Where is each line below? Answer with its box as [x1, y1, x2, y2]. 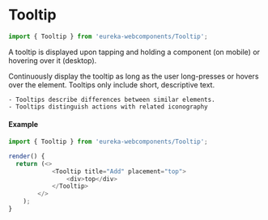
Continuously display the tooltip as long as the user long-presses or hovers [8, 71, 259, 81]
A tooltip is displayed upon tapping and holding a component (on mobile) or [8, 47, 261, 57]
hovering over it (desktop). [8, 55, 97, 66]
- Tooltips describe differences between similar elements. [8, 95, 216, 104]
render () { [8, 152, 45, 160]
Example [8, 120, 39, 129]
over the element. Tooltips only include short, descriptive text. [8, 79, 215, 90]
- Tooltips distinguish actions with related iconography [8, 103, 208, 111]
